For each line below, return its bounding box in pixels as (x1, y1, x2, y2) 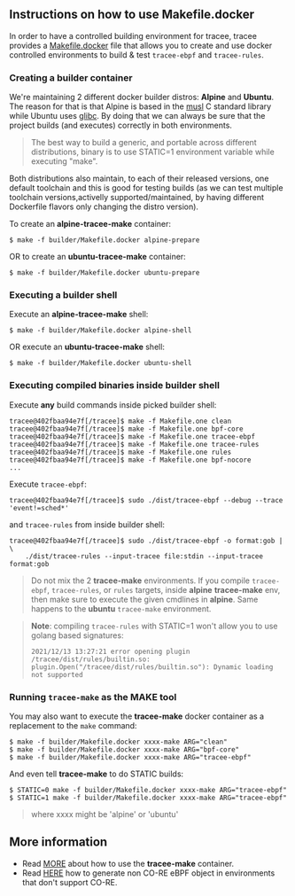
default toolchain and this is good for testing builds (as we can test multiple (9, 183, 283, 193)
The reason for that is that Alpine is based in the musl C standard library (9, 101, 272, 112)
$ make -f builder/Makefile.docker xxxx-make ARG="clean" (9, 737, 228, 746)
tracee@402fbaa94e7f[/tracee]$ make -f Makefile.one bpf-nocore (9, 456, 252, 464)
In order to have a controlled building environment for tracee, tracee (9, 30, 257, 41)
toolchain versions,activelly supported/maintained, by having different (9, 192, 264, 203)
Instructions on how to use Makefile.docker (9, 7, 255, 22)
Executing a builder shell (9, 289, 118, 301)
